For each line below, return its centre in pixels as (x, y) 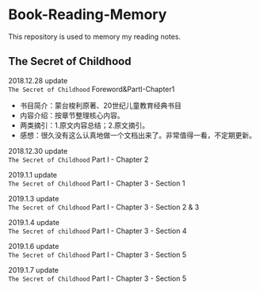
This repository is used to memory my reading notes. (94, 36)
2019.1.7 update (34, 270)
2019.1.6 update (34, 246)
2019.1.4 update (34, 222)
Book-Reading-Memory (88, 15)
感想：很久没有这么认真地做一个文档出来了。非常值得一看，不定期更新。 (138, 135)
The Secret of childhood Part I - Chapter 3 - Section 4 (97, 231)
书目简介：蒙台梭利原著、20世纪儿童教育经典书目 (101, 105)
